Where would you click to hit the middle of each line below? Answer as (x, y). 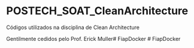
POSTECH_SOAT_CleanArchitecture (97, 11)
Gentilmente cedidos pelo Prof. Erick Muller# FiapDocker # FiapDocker (93, 39)
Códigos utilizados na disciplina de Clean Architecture (73, 27)
